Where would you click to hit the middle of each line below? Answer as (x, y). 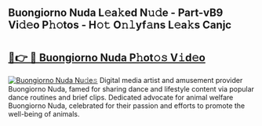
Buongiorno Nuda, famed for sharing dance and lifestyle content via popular (131, 89)
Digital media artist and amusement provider (171, 80)
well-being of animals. (44, 114)
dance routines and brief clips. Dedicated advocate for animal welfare (121, 97)
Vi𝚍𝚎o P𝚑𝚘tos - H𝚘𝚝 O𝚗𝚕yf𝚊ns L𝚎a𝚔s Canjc (120, 25)
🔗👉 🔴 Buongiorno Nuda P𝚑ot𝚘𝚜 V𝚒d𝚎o (107, 58)
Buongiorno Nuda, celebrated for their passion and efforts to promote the (127, 106)
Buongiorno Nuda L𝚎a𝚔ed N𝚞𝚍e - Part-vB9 (116, 13)
